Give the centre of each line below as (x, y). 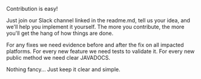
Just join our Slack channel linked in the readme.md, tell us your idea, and (98, 20)
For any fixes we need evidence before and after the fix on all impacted (95, 45)
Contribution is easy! (32, 9)
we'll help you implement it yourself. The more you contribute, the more (95, 27)
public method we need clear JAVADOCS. (58, 58)
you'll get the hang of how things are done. (60, 33)
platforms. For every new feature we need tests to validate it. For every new (100, 51)
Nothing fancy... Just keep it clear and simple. (63, 69)
